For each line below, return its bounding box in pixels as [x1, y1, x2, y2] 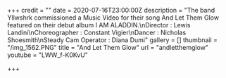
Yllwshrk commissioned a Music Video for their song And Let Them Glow [7, 13, 220, 22]
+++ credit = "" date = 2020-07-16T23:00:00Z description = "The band [7, 6, 215, 14]
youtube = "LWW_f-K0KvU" [7, 51, 88, 59]
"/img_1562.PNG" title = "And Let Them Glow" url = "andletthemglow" [7, 44, 209, 51]
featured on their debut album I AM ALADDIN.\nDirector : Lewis [7, 21, 191, 29]
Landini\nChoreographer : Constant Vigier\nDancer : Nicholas [7, 28, 187, 37]
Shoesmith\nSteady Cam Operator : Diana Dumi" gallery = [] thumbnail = [7, 36, 218, 44]
